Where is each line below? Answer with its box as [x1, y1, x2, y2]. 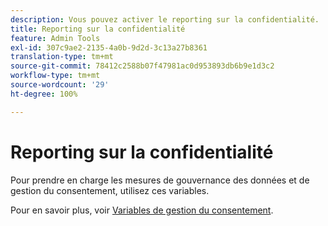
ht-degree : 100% [10, 89, 78, 99]
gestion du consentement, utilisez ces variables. [10, 184, 210, 196]
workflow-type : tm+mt [10, 71, 101, 81]
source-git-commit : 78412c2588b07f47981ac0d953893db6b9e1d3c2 [10, 61, 275, 71]
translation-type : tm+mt [10, 52, 114, 62]
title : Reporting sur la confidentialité [10, 24, 186, 34]
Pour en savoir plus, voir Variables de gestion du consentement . [10, 204, 274, 216]
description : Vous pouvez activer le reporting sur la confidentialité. [10, 14, 320, 25]
